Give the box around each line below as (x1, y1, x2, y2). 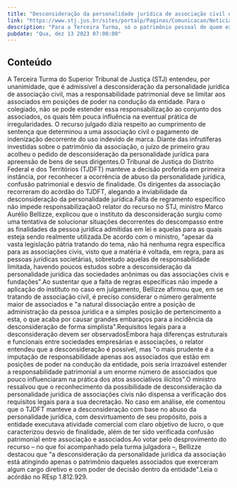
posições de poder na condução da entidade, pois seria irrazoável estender (7, 360, 228, 369)
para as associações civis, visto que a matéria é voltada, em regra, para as (7, 248, 224, 256)
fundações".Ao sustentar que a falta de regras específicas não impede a (7, 278, 218, 286)
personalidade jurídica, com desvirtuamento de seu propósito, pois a (7, 412, 207, 421)
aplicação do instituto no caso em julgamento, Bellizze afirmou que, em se (7, 285, 224, 294)
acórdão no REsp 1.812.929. (7, 472, 88, 481)
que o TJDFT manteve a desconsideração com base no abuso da (7, 405, 197, 414)
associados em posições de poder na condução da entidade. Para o (7, 97, 206, 106)
